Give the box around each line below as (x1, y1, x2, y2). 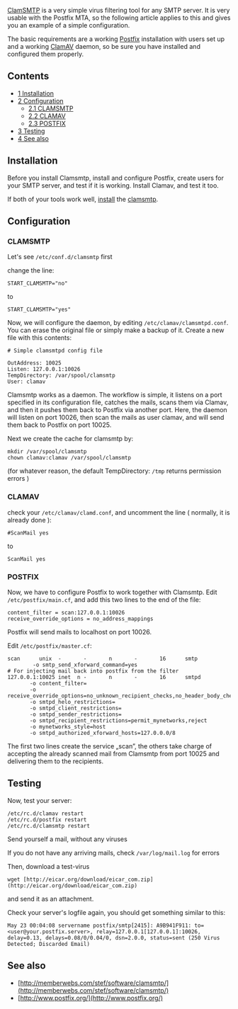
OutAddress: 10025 (7, 360, 62, 367)
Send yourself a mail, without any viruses (7, 835, 127, 843)
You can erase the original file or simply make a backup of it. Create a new (7, 326, 225, 335)
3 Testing (17, 127, 45, 135)
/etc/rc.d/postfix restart (7, 816, 87, 823)
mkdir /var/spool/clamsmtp (7, 448, 87, 455)
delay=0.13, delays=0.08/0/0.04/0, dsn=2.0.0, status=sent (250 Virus (7, 934, 220, 941)
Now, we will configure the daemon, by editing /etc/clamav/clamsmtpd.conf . (7, 319, 229, 327)
